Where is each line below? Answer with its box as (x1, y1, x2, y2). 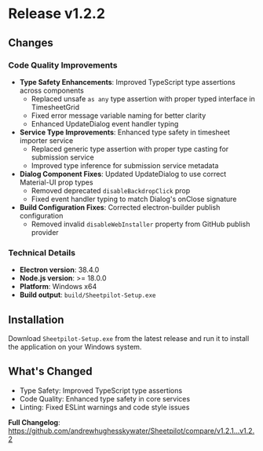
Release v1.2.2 (8, 5, 106, 23)
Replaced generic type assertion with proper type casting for (31, 144, 229, 153)
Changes (8, 36, 53, 49)
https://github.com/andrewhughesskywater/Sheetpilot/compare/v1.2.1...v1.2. (8, 426, 255, 435)
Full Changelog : (8, 417, 60, 427)
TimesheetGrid (31, 102, 80, 112)
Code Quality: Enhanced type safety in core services (19, 394, 191, 403)
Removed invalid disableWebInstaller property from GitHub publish (31, 219, 250, 229)
